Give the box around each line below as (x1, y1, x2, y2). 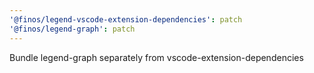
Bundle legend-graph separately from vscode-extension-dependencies (9, 51, 304, 63)
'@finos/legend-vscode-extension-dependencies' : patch (9, 14, 243, 25)
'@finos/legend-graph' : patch (9, 24, 136, 34)
